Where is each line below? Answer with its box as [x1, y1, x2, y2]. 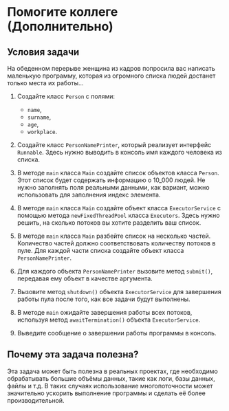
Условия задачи [7, 46, 80, 58]
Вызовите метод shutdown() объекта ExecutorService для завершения [17, 288, 221, 296]
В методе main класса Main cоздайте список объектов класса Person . [17, 169, 219, 177]
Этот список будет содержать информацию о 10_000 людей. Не [17, 176, 206, 184]
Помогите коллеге [7, 4, 118, 20]
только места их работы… [7, 79, 84, 87]
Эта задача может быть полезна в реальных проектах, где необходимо [7, 367, 218, 375]
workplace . [27, 128, 58, 135]
